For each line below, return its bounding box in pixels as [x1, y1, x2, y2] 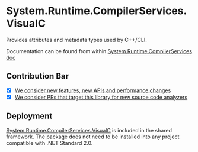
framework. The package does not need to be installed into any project [6, 133, 180, 140]
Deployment [6, 111, 53, 121]
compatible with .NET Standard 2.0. [6, 139, 93, 146]
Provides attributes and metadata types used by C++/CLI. [6, 36, 147, 43]
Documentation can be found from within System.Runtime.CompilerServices [6, 47, 193, 54]
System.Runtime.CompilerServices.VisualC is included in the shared [6, 127, 172, 134]
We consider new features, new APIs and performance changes [14, 87, 171, 94]
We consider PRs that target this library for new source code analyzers [14, 93, 188, 101]
